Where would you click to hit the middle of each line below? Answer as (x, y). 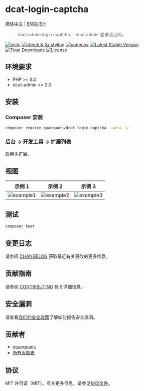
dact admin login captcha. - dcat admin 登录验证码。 (72, 34)
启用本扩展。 (18, 154)
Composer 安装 (24, 118)
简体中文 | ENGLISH (26, 24)
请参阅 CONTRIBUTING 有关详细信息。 (45, 286)
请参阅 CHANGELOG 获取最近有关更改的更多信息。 (58, 256)
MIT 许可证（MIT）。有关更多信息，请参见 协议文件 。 (59, 383)
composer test (20, 226)
